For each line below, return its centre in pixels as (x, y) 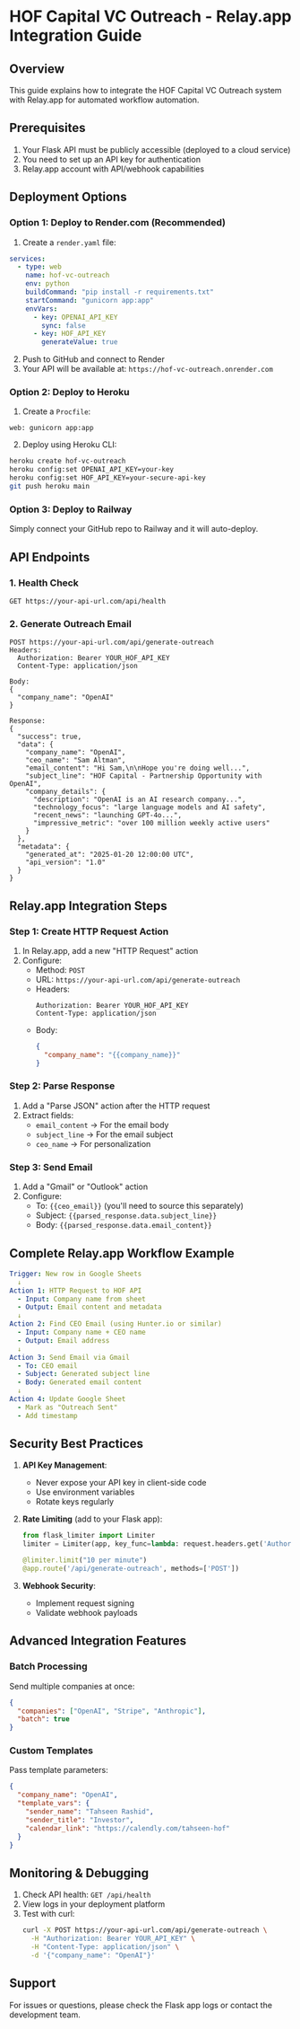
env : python (47, 284)
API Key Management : (64, 1465)
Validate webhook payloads (86, 1612)
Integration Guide (76, 35)
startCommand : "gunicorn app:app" (90, 300)
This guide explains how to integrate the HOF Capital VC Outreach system (146, 90)
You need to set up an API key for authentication (111, 159)
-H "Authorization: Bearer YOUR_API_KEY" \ (113, 1939)
